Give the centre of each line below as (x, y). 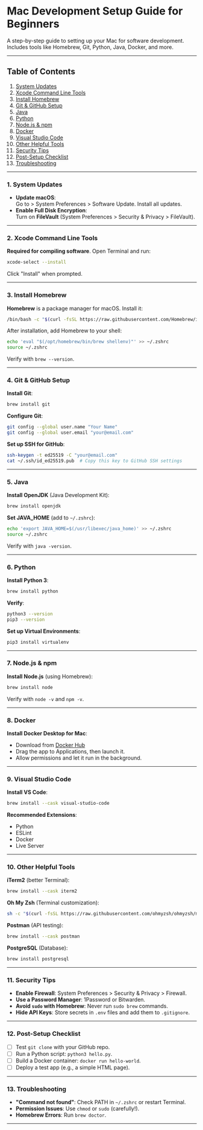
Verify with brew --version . (41, 359)
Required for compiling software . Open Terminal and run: (79, 251)
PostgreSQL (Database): (37, 948)
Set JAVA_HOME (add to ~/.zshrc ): (51, 518)
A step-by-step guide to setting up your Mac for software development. (95, 40)
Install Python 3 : (28, 580)
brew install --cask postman (43, 936)
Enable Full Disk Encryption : (51, 211)
